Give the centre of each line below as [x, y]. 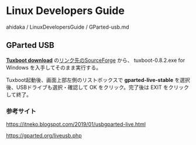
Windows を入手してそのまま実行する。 [54, 67]
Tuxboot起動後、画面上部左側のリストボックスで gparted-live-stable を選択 [98, 80]
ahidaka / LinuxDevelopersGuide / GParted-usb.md [68, 27]
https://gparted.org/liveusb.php [44, 136]
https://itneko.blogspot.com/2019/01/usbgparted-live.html [76, 125]
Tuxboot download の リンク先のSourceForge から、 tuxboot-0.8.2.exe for [96, 60]
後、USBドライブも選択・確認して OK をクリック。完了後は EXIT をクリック [97, 87]
